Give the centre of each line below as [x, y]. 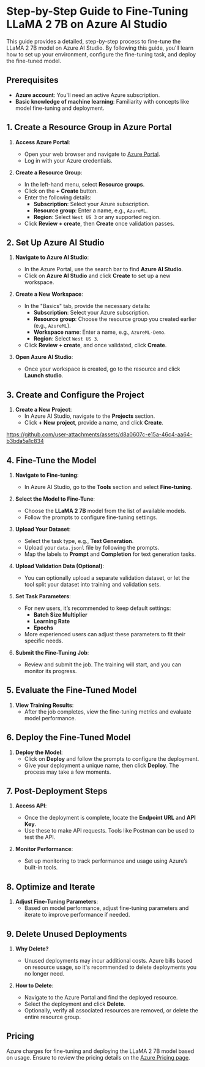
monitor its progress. [50, 671]
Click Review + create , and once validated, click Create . [95, 345]
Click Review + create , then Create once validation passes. [99, 223]
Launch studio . [44, 376]
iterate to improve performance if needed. [77, 915]
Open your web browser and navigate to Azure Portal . [92, 154]
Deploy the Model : [39, 752]
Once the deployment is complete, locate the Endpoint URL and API [110, 818]
